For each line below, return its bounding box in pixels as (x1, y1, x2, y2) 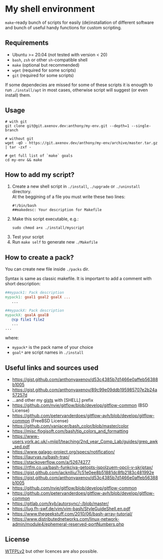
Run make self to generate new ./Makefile (12, 239, 98, 245)
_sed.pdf (12, 444, 30, 450)
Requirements (5, 39, 49, 47)
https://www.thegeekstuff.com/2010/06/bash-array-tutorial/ (12, 511, 133, 517)
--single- (131, 123, 151, 128)
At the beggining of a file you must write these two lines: (12, 194, 126, 200)
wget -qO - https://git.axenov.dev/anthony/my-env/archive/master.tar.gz (5, 140, 158, 145)
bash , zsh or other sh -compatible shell (12, 57, 88, 63)
